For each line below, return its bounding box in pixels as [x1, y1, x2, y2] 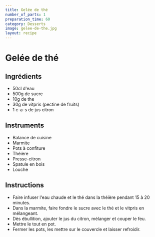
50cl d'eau [12, 86, 35, 91]
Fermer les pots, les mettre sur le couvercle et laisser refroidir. [12, 226, 141, 232]
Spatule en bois [12, 161, 45, 167]
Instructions [5, 181, 44, 189]
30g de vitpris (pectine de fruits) [12, 101, 79, 107]
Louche [12, 166, 28, 172]
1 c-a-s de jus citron [12, 107, 54, 113]
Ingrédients [5, 72, 42, 81]
